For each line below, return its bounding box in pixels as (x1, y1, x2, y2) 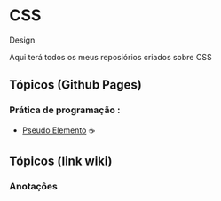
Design (9, 35, 36, 45)
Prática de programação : (9, 104, 122, 116)
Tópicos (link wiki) (9, 154, 113, 169)
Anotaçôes (9, 180, 58, 192)
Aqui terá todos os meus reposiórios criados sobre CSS (9, 51, 212, 62)
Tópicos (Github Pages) (9, 77, 142, 93)
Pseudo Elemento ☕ (21, 125, 96, 135)
